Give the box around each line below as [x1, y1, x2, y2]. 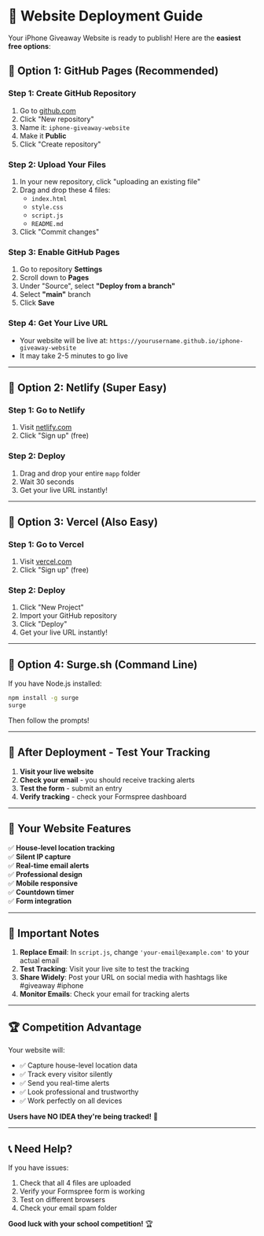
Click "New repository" [19, 114, 94, 124]
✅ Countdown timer [8, 887, 75, 897]
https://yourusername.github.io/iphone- [109, 337, 244, 345]
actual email [19, 956, 59, 965]
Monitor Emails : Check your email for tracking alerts [19, 990, 190, 999]
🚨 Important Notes [8, 927, 100, 940]
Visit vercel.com [19, 557, 72, 566]
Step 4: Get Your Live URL [8, 318, 108, 329]
